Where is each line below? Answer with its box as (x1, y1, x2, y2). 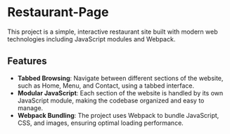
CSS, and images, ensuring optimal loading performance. (17, 119, 184, 127)
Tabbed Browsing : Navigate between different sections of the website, (17, 74, 224, 82)
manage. (17, 103, 44, 112)
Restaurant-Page (7, 4, 109, 20)
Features (7, 55, 47, 67)
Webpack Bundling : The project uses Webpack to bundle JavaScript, (17, 111, 219, 119)
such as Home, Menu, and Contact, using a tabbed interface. (17, 81, 195, 90)
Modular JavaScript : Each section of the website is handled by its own (17, 88, 224, 97)
